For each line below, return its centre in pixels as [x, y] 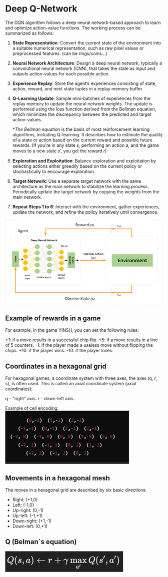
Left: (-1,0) [23, 505]
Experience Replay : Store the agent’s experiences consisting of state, [84, 83]
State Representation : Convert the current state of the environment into [87, 42]
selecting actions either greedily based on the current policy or [77, 166]
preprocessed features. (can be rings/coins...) [60, 53]
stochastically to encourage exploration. [54, 171]
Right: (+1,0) [25, 500]
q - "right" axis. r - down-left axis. [40, 399]
